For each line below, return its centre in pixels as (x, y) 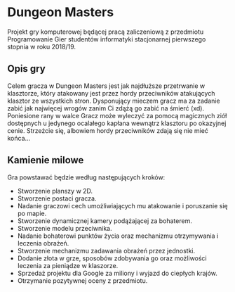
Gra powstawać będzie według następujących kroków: (86, 177)
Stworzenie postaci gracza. (57, 198)
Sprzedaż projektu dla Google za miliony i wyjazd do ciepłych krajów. (117, 273)
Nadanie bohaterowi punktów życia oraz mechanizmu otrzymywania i (118, 236)
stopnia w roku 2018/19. (41, 46)
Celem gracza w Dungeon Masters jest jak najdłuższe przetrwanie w (106, 86)
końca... (19, 138)
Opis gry (26, 69)
